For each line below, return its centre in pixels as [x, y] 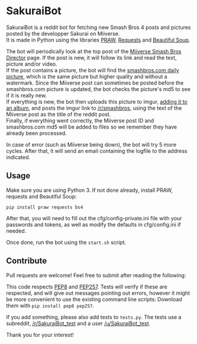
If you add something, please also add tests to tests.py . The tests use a [94, 317]
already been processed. [36, 133]
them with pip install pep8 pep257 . [50, 306]
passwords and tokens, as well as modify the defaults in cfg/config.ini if [94, 224]
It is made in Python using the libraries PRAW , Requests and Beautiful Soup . [98, 40]
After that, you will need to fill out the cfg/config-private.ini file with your [94, 218]
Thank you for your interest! [40, 335]
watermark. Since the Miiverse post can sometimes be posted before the [95, 83]
